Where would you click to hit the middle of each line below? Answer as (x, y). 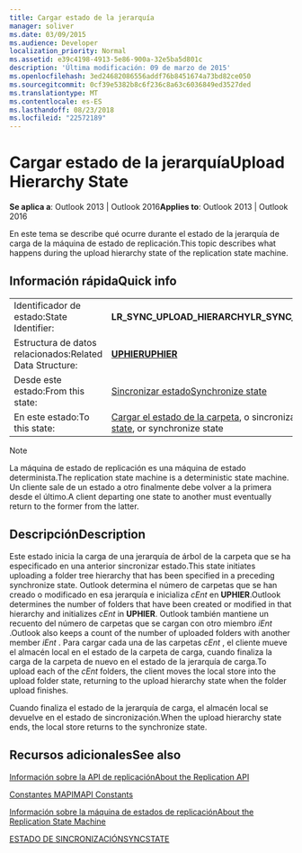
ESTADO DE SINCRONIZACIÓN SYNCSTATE (89, 839)
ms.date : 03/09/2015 (48, 34)
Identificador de (47, 305)
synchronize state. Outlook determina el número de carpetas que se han (143, 585)
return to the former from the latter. (74, 506)
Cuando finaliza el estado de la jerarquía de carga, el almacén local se (139, 707)
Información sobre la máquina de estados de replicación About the (132, 812)
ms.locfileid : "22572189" (58, 118)
